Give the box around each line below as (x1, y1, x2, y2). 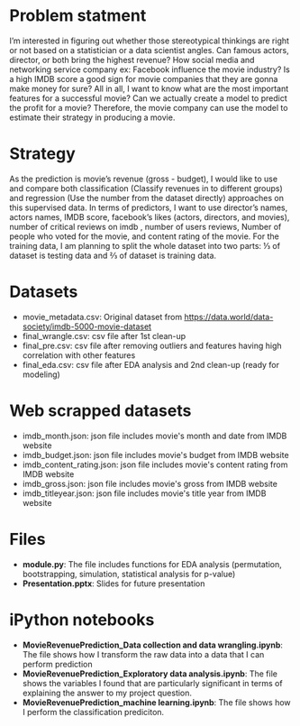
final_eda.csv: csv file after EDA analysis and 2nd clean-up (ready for (22, 359, 280, 370)
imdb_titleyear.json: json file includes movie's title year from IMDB (22, 488, 267, 499)
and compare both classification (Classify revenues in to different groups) (9, 182, 284, 194)
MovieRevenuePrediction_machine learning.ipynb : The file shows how (22, 696, 291, 708)
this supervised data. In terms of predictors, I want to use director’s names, (9, 202, 288, 213)
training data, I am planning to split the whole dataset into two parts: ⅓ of (9, 240, 281, 251)
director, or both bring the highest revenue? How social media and (9, 54, 255, 65)
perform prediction (22, 658, 93, 669)
